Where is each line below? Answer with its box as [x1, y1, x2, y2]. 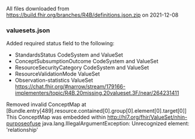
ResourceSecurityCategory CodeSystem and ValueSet [14, 64, 150, 71]
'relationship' [6, 126, 38, 134]
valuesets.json [6, 26, 50, 35]
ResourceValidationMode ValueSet [14, 70, 100, 78]
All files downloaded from [6, 5, 70, 12]
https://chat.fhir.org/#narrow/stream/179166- [14, 83, 126, 90]
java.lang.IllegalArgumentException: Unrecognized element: [42, 120, 190, 127]
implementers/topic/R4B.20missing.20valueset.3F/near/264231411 [14, 89, 179, 97]
